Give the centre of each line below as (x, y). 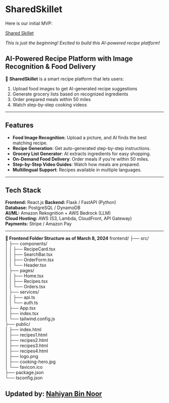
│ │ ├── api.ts (20, 297)
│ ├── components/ (26, 244)
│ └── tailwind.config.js (30, 319)
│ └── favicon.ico (24, 367)
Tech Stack (23, 190)
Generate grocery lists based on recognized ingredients (70, 94)
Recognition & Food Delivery (51, 67)
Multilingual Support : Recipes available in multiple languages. (77, 170)
